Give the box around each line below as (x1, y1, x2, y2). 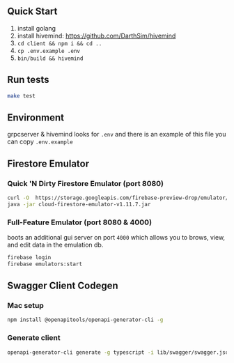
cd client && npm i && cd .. (17, 40, 102, 47)
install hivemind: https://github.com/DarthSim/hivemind (17, 31, 176, 40)
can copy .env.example (7, 137, 73, 146)
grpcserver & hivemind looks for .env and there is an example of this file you (7, 130, 226, 139)
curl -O (7, 194, 30, 201)
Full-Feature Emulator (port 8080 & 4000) (7, 217, 152, 227)
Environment (7, 111, 65, 123)
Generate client (7, 333, 61, 343)
